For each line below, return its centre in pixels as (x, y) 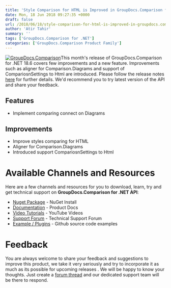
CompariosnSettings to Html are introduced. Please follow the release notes (85, 74)
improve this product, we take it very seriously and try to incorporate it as (82, 264)
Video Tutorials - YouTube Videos (48, 213)
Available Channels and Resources (80, 173)
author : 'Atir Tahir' (28, 29)
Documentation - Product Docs (45, 207)
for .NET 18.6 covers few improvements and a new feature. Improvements (82, 63)
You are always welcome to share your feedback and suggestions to (77, 258)
